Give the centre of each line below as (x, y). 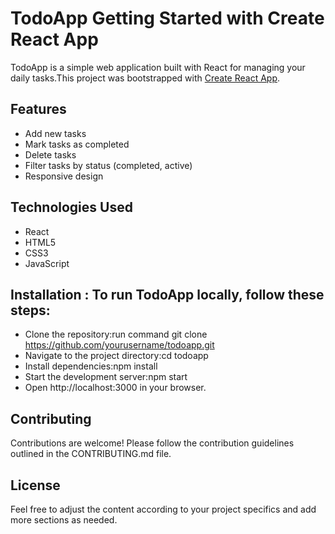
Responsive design (64, 176)
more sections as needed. (64, 520)
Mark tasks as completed (77, 144)
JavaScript (47, 263)
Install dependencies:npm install (91, 366)
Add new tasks (55, 133)
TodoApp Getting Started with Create (167, 18)
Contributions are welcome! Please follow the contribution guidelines (152, 443)
